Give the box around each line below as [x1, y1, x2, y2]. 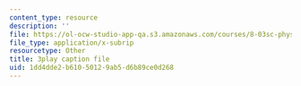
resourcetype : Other [9, 47, 87, 56]
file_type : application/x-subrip [9, 38, 134, 47]
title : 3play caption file [9, 55, 110, 64]
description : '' [9, 21, 70, 30]
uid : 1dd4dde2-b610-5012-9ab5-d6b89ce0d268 [9, 64, 175, 73]
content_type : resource [9, 13, 99, 22]
